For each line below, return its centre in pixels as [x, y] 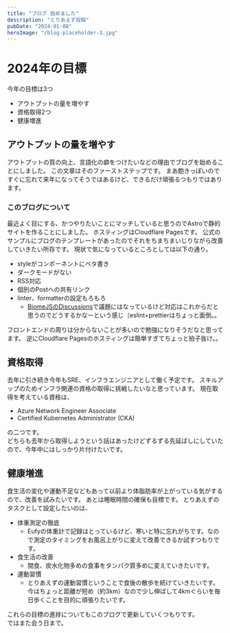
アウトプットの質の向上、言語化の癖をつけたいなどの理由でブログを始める [112, 162]
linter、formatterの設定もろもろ [61, 298]
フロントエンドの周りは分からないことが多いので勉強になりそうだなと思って [115, 330]
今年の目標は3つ [30, 89]
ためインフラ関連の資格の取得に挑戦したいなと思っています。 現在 [119, 389]
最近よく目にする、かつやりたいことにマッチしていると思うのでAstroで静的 [114, 224]
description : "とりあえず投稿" [48, 20]
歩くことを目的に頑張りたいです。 [81, 599]
